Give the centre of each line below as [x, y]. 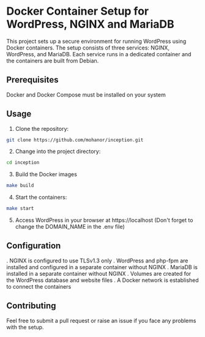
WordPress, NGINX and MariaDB [90, 24]
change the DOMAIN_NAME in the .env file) [70, 227]
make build [20, 186]
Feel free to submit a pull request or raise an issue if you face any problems [101, 320]
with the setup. [25, 327]
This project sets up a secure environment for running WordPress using [96, 41]
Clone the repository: [42, 128]
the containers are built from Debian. [53, 61]
